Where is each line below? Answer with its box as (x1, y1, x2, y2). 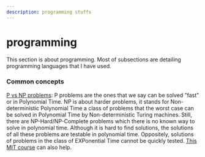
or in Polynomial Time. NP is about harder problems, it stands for (6, 98, 170, 105)
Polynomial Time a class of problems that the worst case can (40, 104, 195, 112)
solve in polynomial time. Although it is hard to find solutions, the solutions (6, 124, 194, 131)
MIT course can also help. (6, 144, 72, 151)
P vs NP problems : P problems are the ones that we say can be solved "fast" (6, 91, 199, 99)
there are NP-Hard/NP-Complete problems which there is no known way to (6, 117, 195, 124)
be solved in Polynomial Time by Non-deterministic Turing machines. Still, (6, 111, 193, 118)
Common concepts (6, 77, 64, 86)
